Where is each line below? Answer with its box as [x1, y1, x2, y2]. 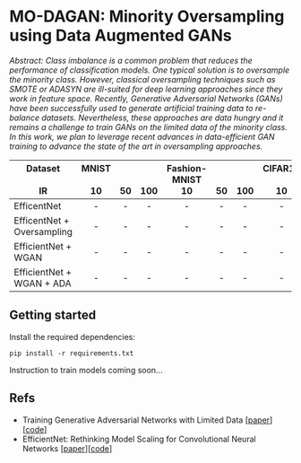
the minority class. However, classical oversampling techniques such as [9, 74, 276, 84]
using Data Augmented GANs [9, 25, 232, 46]
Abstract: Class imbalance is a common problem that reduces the [9, 55, 253, 66]
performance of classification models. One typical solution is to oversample [9, 65, 290, 75]
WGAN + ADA [13, 276, 72, 289]
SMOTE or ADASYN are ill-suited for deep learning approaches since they [9, 83, 283, 94]
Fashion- [166, 162, 208, 174]
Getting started [9, 308, 97, 323]
